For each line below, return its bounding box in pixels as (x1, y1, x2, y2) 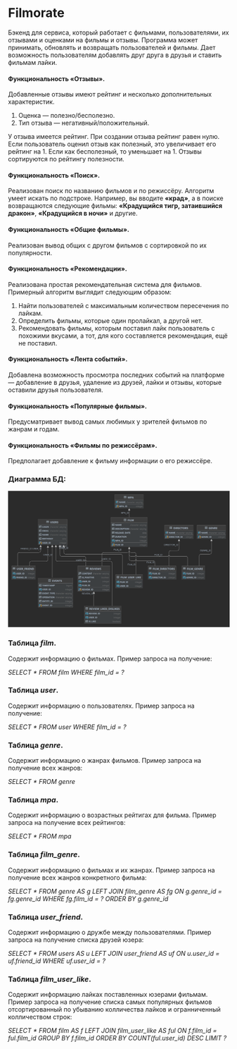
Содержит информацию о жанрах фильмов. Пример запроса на (8, 756, 202, 765)
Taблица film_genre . (8, 849, 80, 859)
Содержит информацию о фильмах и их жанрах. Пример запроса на (8, 866, 215, 874)
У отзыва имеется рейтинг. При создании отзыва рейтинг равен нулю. (8, 133, 220, 141)
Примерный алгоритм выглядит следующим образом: (8, 288, 172, 296)
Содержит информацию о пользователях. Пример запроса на (8, 701, 196, 710)
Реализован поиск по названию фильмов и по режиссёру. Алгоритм (8, 187, 214, 195)
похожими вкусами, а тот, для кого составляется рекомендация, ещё (18, 331, 228, 340)
